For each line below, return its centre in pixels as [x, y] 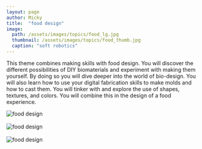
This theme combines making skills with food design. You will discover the [100, 63]
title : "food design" [35, 23]
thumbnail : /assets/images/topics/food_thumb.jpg [76, 40]
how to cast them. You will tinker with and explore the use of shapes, [93, 89]
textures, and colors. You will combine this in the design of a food [89, 95]
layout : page [23, 12]
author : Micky [24, 18]
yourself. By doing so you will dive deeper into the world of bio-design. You [101, 76]
